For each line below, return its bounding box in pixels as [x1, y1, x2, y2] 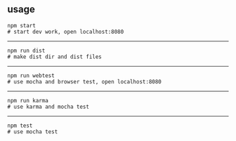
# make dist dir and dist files [7, 53, 102, 60]
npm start [7, 22, 37, 29]
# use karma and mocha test [7, 103, 90, 110]
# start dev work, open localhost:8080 [7, 28, 124, 35]
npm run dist [7, 47, 46, 54]
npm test [7, 122, 33, 129]
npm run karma [7, 97, 49, 104]
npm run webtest [7, 72, 55, 79]
